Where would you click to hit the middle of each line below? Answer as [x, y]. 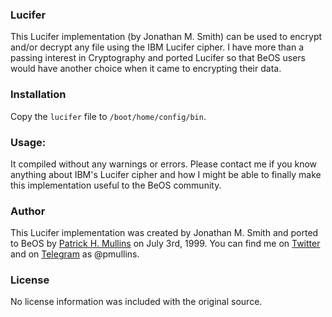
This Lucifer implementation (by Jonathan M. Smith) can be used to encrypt [166, 37]
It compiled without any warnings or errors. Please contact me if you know [164, 164]
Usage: [28, 142]
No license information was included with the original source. [136, 302]
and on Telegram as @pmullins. [75, 254]
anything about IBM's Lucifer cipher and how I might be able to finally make [166, 174]
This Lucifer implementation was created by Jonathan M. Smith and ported [164, 233]
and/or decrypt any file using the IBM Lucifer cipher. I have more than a [157, 47]
